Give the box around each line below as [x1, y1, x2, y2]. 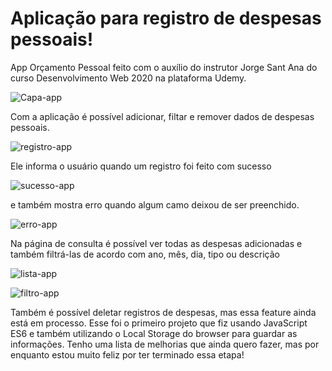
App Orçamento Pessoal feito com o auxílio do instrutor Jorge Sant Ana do [10, 61, 318, 73]
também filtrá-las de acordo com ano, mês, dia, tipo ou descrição [10, 248, 280, 260]
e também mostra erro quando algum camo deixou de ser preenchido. [10, 198, 300, 211]
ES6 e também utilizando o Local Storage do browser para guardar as [10, 327, 298, 339]
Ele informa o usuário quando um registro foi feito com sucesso [10, 160, 272, 172]
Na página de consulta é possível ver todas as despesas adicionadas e [10, 237, 303, 249]
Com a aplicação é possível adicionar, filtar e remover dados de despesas [10, 110, 315, 122]
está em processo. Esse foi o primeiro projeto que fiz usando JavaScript [10, 317, 308, 329]
